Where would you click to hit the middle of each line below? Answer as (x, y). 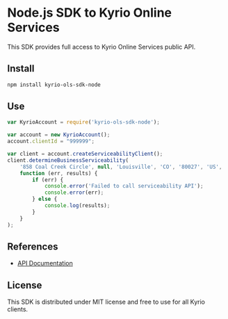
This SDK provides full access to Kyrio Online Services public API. (101, 47)
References (33, 246)
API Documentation (45, 263)
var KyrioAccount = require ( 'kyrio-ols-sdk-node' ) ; (83, 122)
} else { (45, 199)
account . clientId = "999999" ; (51, 141)
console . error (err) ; (74, 193)
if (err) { (48, 180)
